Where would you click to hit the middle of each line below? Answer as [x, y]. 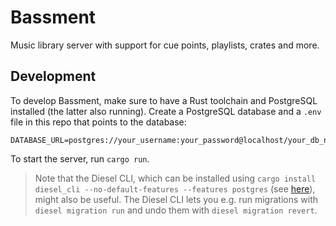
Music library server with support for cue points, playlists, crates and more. [165, 45]
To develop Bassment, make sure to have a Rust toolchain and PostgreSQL [164, 100]
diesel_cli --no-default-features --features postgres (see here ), [175, 188]
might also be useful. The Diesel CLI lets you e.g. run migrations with [176, 199]
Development [53, 76]
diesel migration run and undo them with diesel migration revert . [176, 210]
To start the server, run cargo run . [80, 158]
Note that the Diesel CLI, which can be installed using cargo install [175, 178]
